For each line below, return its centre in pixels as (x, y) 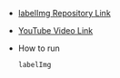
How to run (39, 48)
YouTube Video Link (55, 30)
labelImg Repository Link (64, 13)
